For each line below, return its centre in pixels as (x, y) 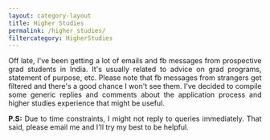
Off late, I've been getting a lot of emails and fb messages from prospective (135, 61)
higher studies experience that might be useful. (86, 103)
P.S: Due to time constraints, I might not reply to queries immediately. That (135, 119)
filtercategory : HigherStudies (61, 38)
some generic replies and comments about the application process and (135, 95)
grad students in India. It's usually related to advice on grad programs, (135, 70)
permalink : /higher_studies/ (57, 30)
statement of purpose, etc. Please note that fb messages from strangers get (135, 78)
